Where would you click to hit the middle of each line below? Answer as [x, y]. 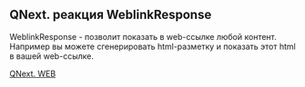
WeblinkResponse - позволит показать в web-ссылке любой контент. [143, 36]
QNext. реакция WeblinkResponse [111, 15]
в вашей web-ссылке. [51, 56]
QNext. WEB [33, 73]
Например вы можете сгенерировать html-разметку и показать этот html [152, 46]
